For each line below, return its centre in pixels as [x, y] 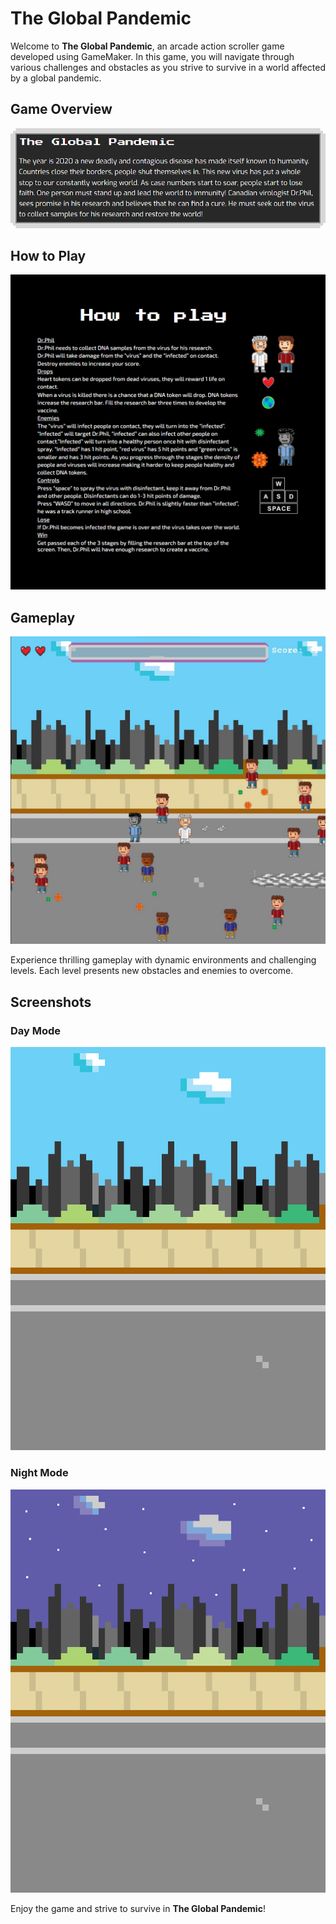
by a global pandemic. [56, 78]
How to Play [48, 256]
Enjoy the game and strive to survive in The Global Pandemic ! [138, 1908]
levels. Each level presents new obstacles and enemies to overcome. [152, 971]
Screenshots [51, 1002]
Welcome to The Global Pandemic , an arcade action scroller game [147, 46]
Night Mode [39, 1473]
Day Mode [36, 1030]
